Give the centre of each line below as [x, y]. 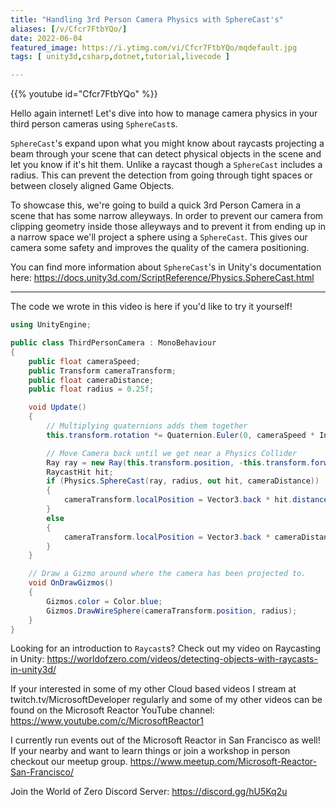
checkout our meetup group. [69, 762]
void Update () [57, 407]
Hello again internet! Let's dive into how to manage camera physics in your [164, 113]
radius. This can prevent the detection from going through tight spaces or [161, 175]
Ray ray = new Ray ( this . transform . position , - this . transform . [178, 462]
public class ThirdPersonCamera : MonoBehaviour [113, 343]
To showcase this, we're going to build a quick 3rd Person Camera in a [156, 205]
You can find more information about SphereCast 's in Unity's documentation [166, 267]
